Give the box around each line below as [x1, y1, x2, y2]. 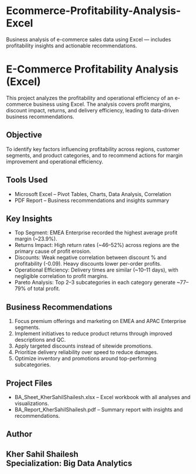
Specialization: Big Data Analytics [6, 458, 133, 468]
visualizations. [14, 400, 50, 407]
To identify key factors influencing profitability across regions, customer [6, 145, 180, 153]
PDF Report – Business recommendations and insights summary [14, 197, 170, 204]
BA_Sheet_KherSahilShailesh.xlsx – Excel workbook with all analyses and [14, 393, 191, 400]
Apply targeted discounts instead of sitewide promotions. [14, 342, 153, 349]
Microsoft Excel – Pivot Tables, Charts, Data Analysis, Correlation [14, 190, 171, 197]
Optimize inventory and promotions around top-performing [14, 355, 157, 362]
